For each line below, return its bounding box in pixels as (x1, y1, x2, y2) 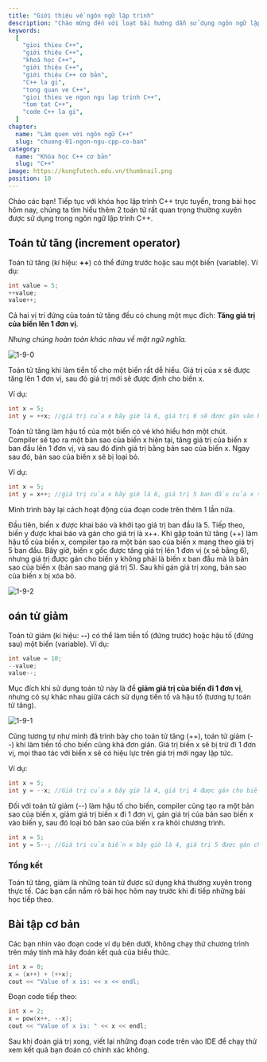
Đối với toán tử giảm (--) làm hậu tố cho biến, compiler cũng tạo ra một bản (8, 801, 254, 810)
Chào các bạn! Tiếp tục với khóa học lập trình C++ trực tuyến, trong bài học (8, 196, 257, 206)
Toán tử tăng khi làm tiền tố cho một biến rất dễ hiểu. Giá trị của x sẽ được (8, 366, 250, 375)
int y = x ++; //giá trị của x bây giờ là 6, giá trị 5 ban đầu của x (8, 490, 254, 498)
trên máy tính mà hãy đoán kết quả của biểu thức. (8, 947, 171, 957)
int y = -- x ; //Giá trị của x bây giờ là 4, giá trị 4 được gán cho (8, 786, 244, 795)
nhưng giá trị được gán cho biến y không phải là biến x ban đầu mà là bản (8, 554, 249, 563)
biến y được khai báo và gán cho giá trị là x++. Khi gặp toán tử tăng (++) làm (8, 528, 258, 538)
